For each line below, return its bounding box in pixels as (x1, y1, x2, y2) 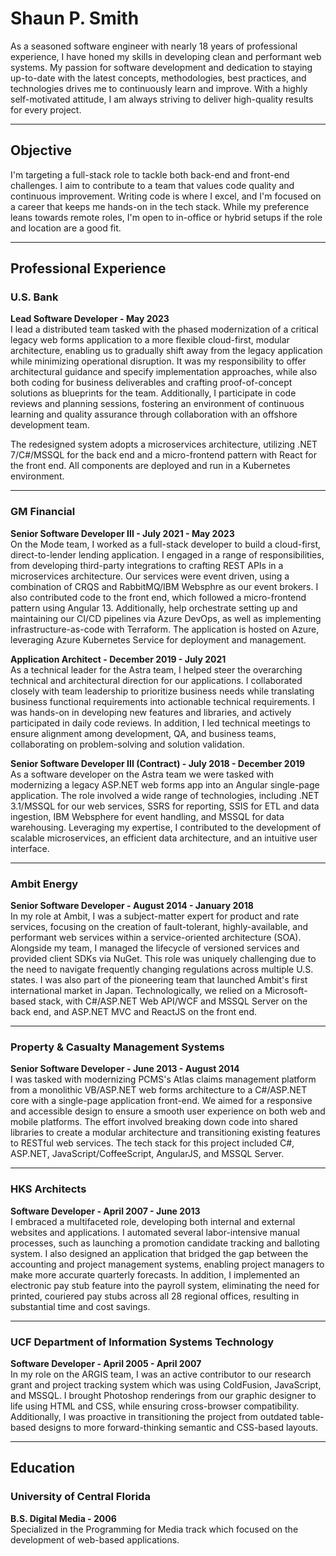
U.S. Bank (10, 290, 59, 304)
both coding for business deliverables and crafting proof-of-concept (10, 377, 293, 389)
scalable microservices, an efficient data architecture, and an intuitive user (10, 832, 318, 844)
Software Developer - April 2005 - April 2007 (10, 1357, 202, 1369)
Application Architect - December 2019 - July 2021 (10, 653, 227, 665)
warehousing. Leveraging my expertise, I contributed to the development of (10, 821, 322, 833)
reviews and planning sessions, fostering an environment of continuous (10, 398, 305, 410)
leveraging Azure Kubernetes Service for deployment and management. (10, 633, 307, 646)
